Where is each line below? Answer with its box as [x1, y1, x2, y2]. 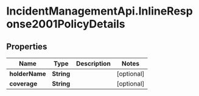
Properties [6, 41, 47, 52]
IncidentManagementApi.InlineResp [6, 4, 193, 18]
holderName [9, 70, 47, 78]
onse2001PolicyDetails [6, 17, 125, 31]
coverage [9, 80, 38, 87]
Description [75, 60, 111, 67]
